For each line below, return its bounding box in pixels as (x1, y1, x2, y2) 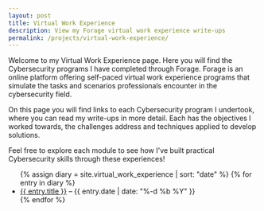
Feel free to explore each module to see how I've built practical (8, 146, 215, 155)
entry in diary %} (19, 178, 76, 188)
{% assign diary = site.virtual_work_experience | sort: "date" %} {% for (19, 170, 252, 179)
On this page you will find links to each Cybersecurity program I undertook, (8, 105, 254, 115)
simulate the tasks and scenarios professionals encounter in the (8, 81, 217, 91)
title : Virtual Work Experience (8, 19, 115, 27)
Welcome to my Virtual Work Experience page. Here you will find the (8, 56, 233, 65)
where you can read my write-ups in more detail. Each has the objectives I (8, 113, 252, 123)
